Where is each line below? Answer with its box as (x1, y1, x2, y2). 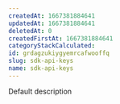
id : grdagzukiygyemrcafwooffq (8, 49, 110, 57)
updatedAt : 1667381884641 (8, 19, 95, 27)
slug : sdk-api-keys (8, 57, 74, 65)
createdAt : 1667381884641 (8, 11, 95, 20)
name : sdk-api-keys (8, 64, 74, 73)
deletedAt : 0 (8, 27, 52, 35)
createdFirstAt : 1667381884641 (8, 34, 114, 43)
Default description (8, 86, 72, 96)
